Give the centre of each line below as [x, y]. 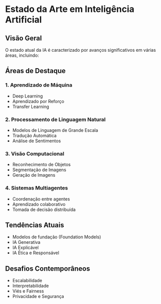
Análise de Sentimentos [37, 141]
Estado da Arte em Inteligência [70, 9]
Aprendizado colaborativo [39, 204]
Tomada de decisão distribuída [44, 209]
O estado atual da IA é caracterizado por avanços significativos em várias [80, 50]
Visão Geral [24, 38]
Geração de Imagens [34, 175]
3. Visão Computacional [35, 154]
